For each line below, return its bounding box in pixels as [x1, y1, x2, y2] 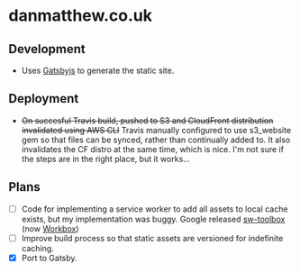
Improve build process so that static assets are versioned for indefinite [21, 232, 284, 243]
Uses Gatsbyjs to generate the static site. [21, 65, 175, 76]
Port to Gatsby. [21, 252, 77, 263]
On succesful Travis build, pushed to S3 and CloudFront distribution [21, 114, 274, 126]
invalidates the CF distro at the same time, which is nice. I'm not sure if [21, 143, 285, 154]
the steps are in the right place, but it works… [21, 153, 190, 164]
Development [8, 41, 86, 57]
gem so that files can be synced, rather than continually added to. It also [21, 134, 291, 145]
